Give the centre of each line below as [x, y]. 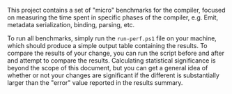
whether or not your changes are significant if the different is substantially [113, 75]
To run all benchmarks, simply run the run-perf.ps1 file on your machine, [112, 38]
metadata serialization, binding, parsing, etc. [71, 25]
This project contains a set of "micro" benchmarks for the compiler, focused [116, 10]
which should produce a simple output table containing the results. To [107, 46]
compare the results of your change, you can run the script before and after [116, 53]
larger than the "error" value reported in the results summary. [95, 83]
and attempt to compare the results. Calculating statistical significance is [111, 61]
